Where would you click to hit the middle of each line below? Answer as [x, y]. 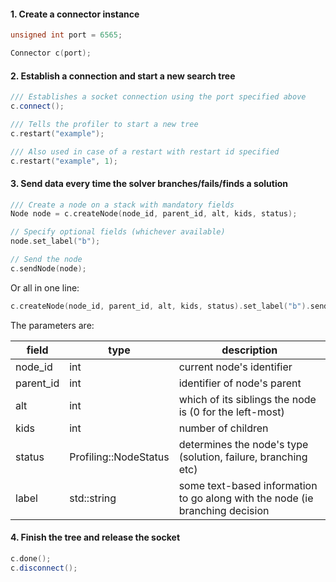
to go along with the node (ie [246, 498]
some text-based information [248, 485]
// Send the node [46, 260]
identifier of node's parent [240, 383]
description [249, 350]
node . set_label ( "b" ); [55, 241]
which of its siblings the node [247, 399]
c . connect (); [37, 106]
